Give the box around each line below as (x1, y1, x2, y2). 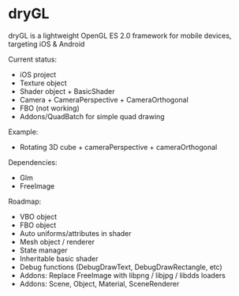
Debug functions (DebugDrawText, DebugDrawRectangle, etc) (19, 262, 222, 272)
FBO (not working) (19, 103, 80, 113)
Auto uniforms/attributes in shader (19, 228, 132, 238)
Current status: (8, 54, 58, 64)
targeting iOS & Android (8, 39, 85, 48)
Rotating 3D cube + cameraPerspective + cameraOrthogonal (19, 142, 218, 152)
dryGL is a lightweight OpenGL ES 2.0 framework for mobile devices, (8, 31, 232, 40)
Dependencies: (8, 157, 58, 167)
